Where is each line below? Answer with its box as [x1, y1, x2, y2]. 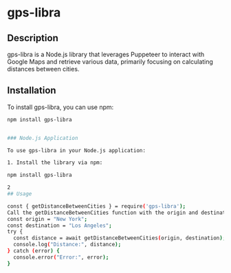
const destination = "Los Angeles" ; [7, 222, 112, 229]
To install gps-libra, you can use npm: [7, 103, 114, 111]
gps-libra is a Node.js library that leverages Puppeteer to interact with [7, 50, 205, 58]
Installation [7, 84, 56, 97]
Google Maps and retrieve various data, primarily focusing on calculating [7, 58, 213, 66]
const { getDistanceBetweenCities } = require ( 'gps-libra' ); [7, 202, 186, 210]
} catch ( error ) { [7, 248, 60, 254]
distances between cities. [7, 65, 80, 73]
